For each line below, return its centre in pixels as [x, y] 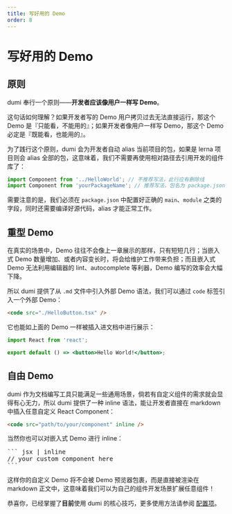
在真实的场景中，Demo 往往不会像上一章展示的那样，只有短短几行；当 [107, 251]
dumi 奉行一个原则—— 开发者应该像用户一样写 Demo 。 [85, 102]
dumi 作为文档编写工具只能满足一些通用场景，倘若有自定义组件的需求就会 [112, 394]
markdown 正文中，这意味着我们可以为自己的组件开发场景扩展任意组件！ [111, 488]
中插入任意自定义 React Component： [61, 411]
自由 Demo [30, 376]
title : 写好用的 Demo [36, 14]
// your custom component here [60, 459]
